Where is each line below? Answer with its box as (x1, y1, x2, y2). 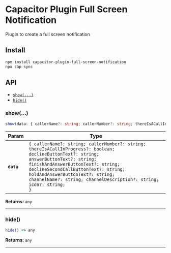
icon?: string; (28, 182, 66, 187)
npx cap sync (5, 64, 33, 69)
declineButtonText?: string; (28, 151, 99, 157)
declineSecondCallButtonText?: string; (28, 167, 126, 172)
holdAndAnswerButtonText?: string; (28, 172, 115, 177)
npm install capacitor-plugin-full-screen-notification (5, 59, 126, 65)
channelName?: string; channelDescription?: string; (28, 177, 159, 182)
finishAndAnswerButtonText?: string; (28, 162, 121, 167)
